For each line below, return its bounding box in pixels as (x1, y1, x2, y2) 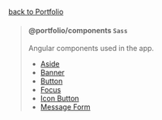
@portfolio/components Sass (28, 25, 128, 35)
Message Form (40, 102, 91, 112)
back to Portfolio (8, 7, 64, 16)
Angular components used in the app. (28, 44, 155, 54)
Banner (40, 68, 65, 78)
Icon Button (40, 93, 79, 104)
